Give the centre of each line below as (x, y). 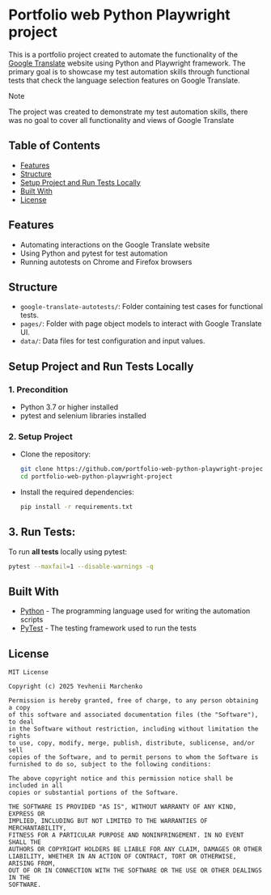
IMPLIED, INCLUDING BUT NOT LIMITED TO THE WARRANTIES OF (108, 821)
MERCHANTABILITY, (38, 828)
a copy (19, 708)
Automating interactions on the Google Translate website (115, 244)
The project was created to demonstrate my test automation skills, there (128, 112)
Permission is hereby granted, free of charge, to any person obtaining (133, 701)
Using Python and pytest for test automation (94, 253)
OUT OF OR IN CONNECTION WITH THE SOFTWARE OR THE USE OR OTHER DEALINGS (135, 871)
